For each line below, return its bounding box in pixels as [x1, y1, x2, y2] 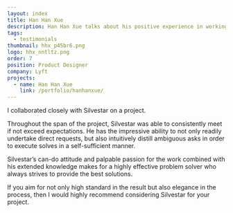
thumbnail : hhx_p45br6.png [7, 42, 85, 49]
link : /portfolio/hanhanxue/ [19, 87, 104, 94]
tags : [7, 29, 23, 37]
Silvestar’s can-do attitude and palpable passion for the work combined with [7, 155, 225, 163]
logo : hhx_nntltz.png [7, 49, 70, 56]
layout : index [7, 10, 49, 17]
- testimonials [13, 36, 58, 43]
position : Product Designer [7, 62, 89, 68]
